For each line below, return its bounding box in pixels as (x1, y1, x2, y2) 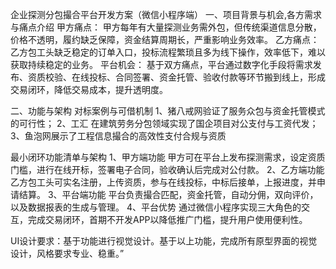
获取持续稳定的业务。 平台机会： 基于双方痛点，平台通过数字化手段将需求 (10, 59, 313, 70)
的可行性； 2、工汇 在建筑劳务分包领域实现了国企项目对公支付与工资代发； (10, 118, 319, 129)
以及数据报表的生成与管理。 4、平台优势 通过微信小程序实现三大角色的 (10, 201, 302, 213)
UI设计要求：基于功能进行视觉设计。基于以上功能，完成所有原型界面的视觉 (10, 235, 318, 247)
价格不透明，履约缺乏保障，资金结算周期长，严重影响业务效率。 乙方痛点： (10, 34, 320, 45)
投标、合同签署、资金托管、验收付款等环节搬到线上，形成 (88, 71, 326, 83)
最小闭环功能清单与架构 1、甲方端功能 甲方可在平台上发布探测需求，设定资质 (10, 151, 326, 163)
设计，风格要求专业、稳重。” (10, 248, 125, 259)
